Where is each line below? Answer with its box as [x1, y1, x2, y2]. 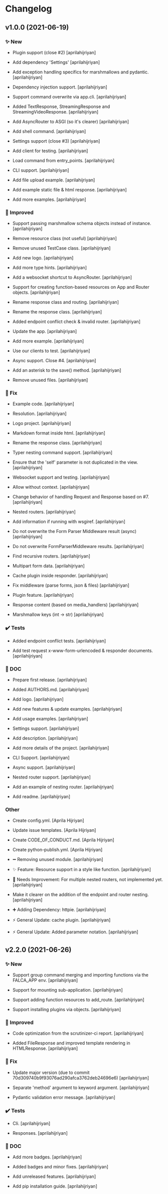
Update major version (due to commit [12, 1069, 90, 1075]
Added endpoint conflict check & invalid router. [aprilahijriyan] [12, 318, 141, 324]
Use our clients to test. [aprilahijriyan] [12, 348, 90, 354]
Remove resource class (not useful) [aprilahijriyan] [12, 236, 117, 242]
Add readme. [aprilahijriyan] [12, 794, 71, 800]
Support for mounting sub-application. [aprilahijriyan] [12, 987, 123, 993]
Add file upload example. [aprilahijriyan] [12, 177, 95, 183]
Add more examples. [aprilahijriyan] [12, 196, 86, 202]
